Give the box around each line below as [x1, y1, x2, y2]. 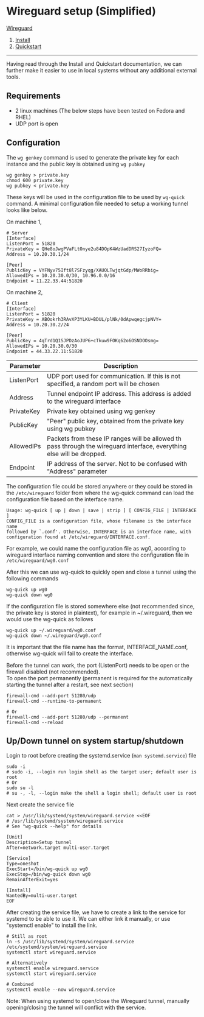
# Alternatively [6, 960, 47, 966]
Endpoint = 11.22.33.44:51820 [6, 278, 83, 284]
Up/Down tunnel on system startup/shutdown [6, 736, 184, 746]
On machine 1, [6, 218, 42, 225]
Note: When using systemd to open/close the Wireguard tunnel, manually [6, 998, 190, 1005]
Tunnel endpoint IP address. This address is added [46, 389, 191, 398]
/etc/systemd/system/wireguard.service [6, 944, 107, 951]
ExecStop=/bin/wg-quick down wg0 [6, 871, 91, 878]
